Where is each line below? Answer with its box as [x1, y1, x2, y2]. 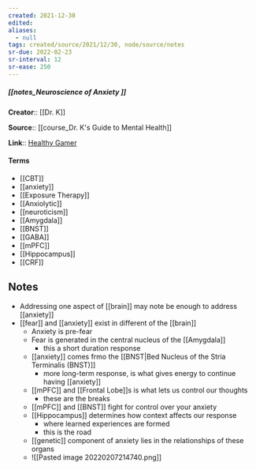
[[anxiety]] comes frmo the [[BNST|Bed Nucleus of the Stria [31, 352, 226, 361]
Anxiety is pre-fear [31, 326, 93, 336]
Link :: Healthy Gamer [8, 137, 77, 147]
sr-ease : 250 [8, 63, 51, 71]
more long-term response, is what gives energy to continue [43, 368, 236, 378]
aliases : [8, 26, 37, 34]
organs [31, 444, 55, 453]
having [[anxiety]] [43, 377, 101, 386]
